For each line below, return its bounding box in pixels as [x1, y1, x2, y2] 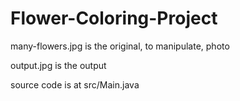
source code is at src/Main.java [10, 78, 140, 91]
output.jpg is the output [10, 59, 107, 71]
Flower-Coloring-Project [10, 7, 218, 30]
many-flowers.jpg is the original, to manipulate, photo [10, 40, 230, 52]
